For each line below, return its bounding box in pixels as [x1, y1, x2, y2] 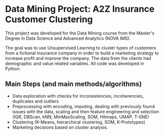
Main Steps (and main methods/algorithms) [5, 80, 142, 88]
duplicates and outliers [12, 98, 59, 104]
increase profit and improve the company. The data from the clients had [5, 55, 152, 61]
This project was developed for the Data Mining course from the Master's [5, 30, 155, 36]
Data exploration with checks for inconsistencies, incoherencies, [12, 93, 144, 99]
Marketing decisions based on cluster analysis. [12, 124, 108, 130]
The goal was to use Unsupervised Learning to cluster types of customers [5, 45, 157, 51]
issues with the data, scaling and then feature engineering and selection [12, 108, 159, 114]
